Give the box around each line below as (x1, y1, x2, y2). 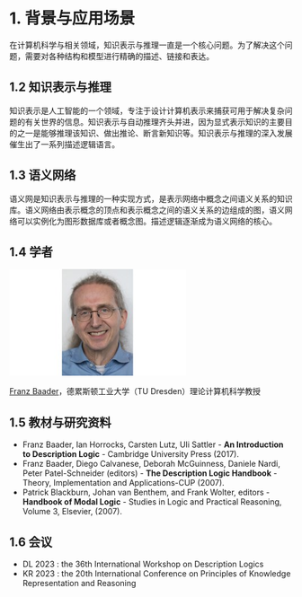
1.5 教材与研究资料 (9, 415, 111, 430)
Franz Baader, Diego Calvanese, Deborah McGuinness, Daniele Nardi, (22, 459, 280, 470)
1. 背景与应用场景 (9, 8, 136, 29)
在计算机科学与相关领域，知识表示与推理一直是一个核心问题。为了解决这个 (9, 40, 285, 50)
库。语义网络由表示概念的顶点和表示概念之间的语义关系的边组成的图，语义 (9, 204, 285, 215)
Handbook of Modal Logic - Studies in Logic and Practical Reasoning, (22, 496, 282, 507)
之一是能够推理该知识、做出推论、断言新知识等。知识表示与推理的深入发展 (16, 127, 293, 138)
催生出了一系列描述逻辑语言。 (9, 138, 120, 149)
